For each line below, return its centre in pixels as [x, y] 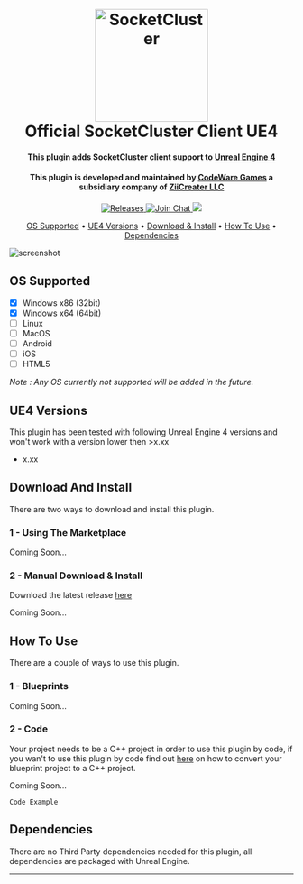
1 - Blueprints [39, 686]
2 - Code [28, 729]
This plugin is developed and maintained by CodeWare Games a [151, 178]
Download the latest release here [71, 595]
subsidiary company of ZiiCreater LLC [151, 187]
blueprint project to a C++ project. [73, 768]
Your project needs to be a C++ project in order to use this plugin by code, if [151, 749]
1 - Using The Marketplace [68, 532]
